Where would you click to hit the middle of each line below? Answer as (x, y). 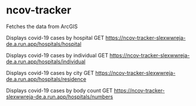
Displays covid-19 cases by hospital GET (55, 37)
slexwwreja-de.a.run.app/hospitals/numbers (60, 97)
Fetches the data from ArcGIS (42, 26)
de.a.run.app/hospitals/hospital (44, 44)
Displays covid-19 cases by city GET (50, 73)
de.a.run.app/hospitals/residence (46, 79)
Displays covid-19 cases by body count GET (60, 90)
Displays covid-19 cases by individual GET (57, 55)
